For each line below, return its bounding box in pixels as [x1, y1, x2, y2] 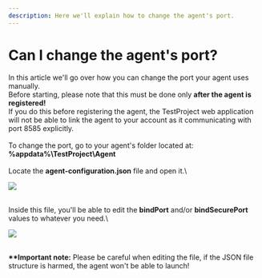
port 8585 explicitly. [8, 123, 75, 133]
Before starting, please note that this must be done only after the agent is [8, 89, 252, 99]
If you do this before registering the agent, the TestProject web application [8, 106, 254, 116]
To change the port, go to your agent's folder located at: [8, 141, 194, 150]
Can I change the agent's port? [8, 46, 218, 64]
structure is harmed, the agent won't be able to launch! [8, 260, 190, 270]
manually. [8, 81, 40, 90]
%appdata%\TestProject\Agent [8, 149, 116, 158]
